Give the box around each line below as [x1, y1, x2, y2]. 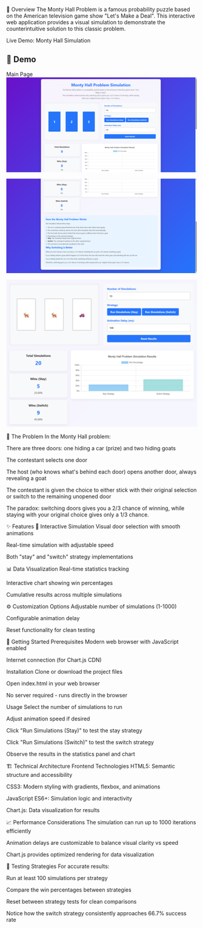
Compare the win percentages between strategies [6, 886, 131, 893]
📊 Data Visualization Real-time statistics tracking [6, 565, 129, 572]
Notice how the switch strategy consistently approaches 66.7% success [6, 909, 187, 916]
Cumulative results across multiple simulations [6, 591, 122, 598]
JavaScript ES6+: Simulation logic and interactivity [6, 794, 132, 802]
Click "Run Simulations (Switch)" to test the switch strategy [6, 738, 155, 746]
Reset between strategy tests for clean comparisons [6, 898, 137, 905]
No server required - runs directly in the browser [6, 691, 128, 699]
